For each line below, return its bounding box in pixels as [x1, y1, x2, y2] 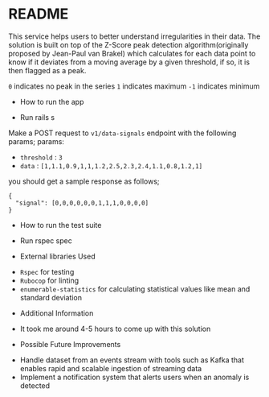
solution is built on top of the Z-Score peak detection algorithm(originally [8, 39, 249, 49]
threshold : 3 [19, 152, 63, 162]
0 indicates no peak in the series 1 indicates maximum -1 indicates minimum [8, 81, 260, 91]
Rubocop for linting [19, 275, 79, 285]
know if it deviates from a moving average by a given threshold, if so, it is [8, 57, 251, 67]
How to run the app [19, 97, 84, 106]
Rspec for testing [19, 267, 75, 276]
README [8, 5, 69, 23]
